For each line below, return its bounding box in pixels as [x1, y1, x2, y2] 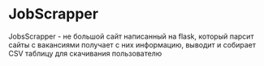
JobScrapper [8, 5, 99, 23]
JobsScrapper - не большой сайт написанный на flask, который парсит [8, 31, 254, 41]
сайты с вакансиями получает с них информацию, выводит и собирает [8, 39, 256, 49]
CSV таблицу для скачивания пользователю [8, 48, 162, 58]
